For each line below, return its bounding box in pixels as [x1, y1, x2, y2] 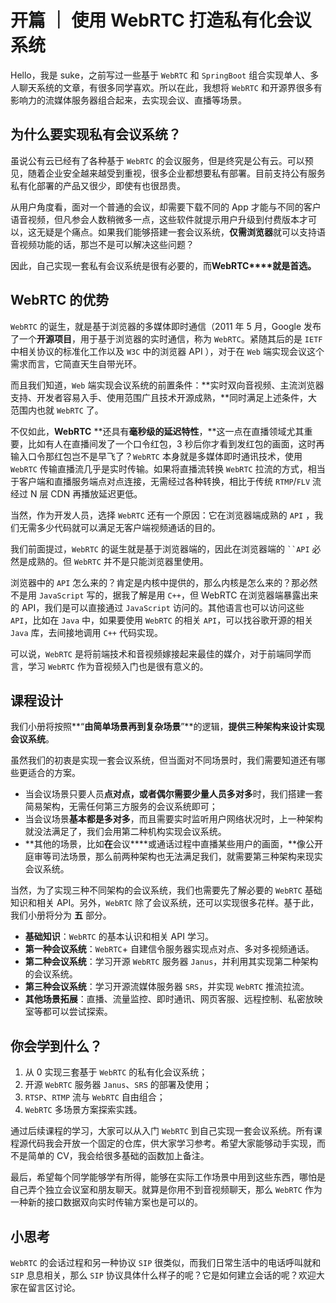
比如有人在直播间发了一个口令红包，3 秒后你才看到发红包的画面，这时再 [27, 437, 325, 450]
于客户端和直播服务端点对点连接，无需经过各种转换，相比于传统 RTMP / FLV [10, 475, 311, 487]
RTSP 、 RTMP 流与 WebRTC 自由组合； [24, 1091, 166, 1103]
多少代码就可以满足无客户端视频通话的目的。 [36, 521, 221, 533]
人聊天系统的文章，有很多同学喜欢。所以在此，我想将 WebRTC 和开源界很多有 [10, 81, 323, 93]
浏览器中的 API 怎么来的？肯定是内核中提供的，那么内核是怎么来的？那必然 [10, 576, 318, 588]
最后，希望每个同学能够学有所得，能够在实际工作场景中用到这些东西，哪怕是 [10, 1171, 326, 1183]
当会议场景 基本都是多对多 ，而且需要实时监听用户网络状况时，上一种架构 [24, 813, 323, 825]
